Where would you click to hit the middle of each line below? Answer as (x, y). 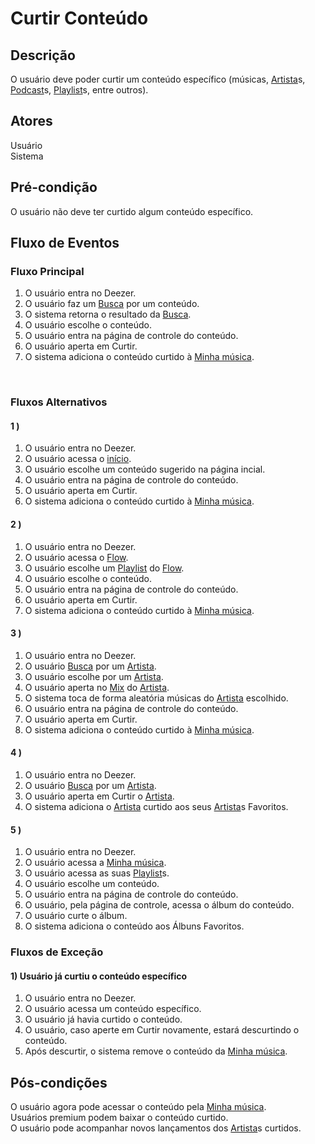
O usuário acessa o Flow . (76, 557)
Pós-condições (59, 1082)
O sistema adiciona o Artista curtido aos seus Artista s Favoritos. (156, 807)
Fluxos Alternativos (59, 402)
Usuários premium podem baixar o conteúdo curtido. (119, 1118)
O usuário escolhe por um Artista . (94, 676)
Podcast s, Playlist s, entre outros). (79, 90)
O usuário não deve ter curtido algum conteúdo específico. (132, 211)
